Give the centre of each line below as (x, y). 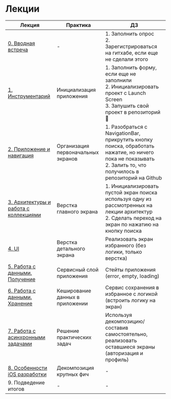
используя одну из (128, 198)
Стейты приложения (131, 269)
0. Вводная (22, 43)
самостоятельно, (126, 334)
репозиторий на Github (133, 178)
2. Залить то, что (126, 165)
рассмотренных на (129, 205)
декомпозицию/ (125, 321)
